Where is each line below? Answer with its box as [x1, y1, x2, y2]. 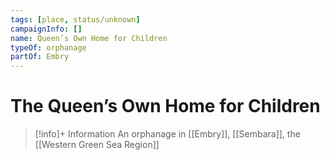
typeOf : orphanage [10, 42, 87, 53]
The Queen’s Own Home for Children [10, 95, 321, 118]
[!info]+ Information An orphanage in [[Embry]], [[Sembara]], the [34, 128, 301, 140]
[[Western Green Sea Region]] [34, 139, 160, 151]
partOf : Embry [10, 52, 70, 62]
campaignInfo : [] [10, 24, 83, 34]
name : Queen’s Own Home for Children [10, 33, 168, 43]
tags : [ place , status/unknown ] [10, 14, 141, 25]
